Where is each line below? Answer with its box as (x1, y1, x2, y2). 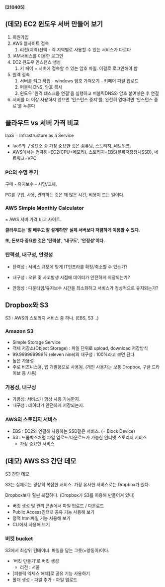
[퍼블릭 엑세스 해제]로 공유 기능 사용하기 (12, 571, 90, 577)
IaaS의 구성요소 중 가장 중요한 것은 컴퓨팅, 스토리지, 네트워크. (12, 142, 131, 149)
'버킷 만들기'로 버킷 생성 (12, 558, 59, 564)
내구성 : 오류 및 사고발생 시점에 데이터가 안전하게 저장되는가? (12, 274, 130, 280)
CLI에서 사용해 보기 (12, 522, 50, 528)
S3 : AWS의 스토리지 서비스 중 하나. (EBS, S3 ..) (5, 315, 99, 321)
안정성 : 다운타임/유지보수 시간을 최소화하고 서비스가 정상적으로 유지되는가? (12, 285, 159, 291)
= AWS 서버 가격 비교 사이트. (5, 217, 62, 223)
